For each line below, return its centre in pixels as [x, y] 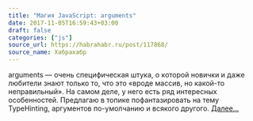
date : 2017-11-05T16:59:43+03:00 [63, 23]
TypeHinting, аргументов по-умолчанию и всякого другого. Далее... [124, 108]
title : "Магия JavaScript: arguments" [72, 15]
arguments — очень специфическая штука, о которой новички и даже [126, 75]
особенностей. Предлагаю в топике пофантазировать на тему [114, 100]
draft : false [30, 30]
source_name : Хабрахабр [48, 52]
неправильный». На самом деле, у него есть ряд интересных [113, 91]
